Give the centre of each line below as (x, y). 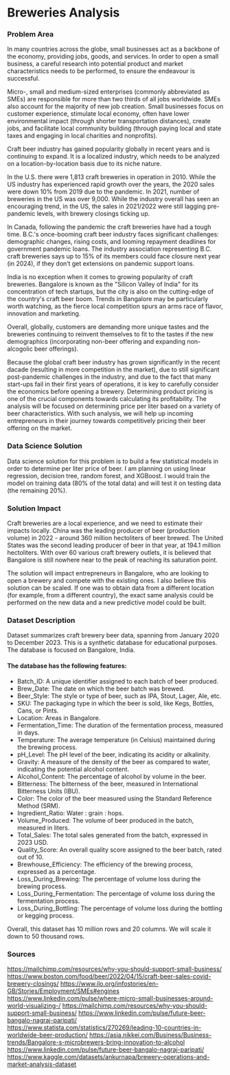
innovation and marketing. (44, 314)
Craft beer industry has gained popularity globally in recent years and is (109, 149)
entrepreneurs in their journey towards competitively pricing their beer (106, 421)
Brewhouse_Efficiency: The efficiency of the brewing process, (105, 864)
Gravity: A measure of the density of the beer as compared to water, (114, 761)
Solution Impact (34, 508)
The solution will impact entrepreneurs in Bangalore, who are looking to (108, 573)
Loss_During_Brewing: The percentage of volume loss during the (109, 879)
